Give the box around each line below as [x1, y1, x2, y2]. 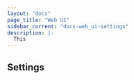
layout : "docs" [7, 10, 51, 17]
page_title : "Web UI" [7, 17, 70, 23]
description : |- [7, 29, 54, 37]
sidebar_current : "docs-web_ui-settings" [7, 23, 129, 30]
